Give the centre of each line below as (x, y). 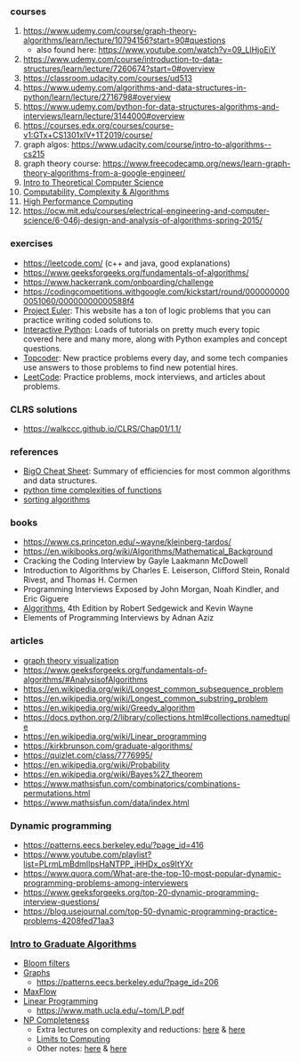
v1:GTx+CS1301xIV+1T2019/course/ (88, 136)
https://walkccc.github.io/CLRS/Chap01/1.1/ (102, 428)
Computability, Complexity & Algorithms (96, 192)
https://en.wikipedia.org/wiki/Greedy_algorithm (109, 708)
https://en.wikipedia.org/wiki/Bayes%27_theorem (113, 774)
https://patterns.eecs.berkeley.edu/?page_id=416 (113, 845)
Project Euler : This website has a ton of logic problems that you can (146, 310)
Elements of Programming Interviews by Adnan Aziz (118, 618)
